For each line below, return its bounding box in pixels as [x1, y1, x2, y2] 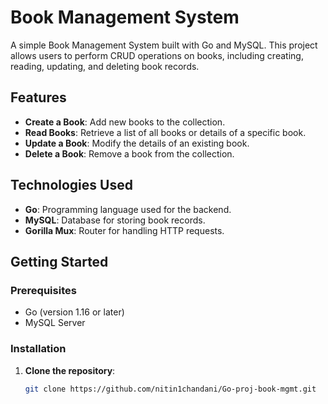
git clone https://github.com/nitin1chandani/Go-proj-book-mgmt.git [24, 384, 317, 394]
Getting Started [10, 253, 109, 270]
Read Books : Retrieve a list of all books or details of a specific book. [24, 126, 307, 138]
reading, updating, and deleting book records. [10, 60, 200, 72]
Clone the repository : [24, 364, 116, 376]
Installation [10, 342, 67, 356]
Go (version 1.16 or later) [24, 306, 125, 318]
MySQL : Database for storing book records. [24, 214, 206, 226]
